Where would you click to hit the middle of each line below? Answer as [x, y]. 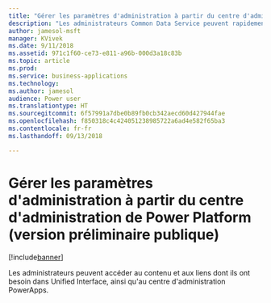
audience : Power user [45, 99]
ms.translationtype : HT [48, 106]
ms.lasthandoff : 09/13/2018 [56, 136]
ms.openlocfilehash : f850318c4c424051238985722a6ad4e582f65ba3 [117, 121]
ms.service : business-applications [68, 76]
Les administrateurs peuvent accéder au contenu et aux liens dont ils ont [129, 272]
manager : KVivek [35, 38]
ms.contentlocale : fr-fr [50, 128]
